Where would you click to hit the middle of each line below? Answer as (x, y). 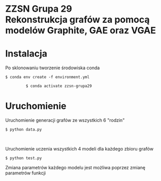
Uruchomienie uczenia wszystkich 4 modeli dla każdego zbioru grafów (79, 149)
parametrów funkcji (26, 173)
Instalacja (26, 54)
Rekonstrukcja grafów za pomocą (77, 20)
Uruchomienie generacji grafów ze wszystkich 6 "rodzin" (65, 120)
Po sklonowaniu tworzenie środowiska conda (53, 68)
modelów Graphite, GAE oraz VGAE (81, 31)
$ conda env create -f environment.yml (47, 77)
